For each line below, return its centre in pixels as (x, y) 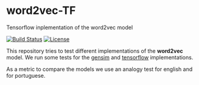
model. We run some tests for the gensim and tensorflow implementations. (100, 57)
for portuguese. (26, 75)
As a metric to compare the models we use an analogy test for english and (100, 69)
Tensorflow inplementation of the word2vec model (70, 27)
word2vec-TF (41, 11)
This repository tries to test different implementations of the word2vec (95, 51)
